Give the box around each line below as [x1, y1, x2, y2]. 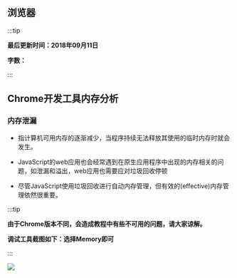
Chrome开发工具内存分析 [7, 93, 119, 105]
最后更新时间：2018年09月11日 [7, 41, 99, 49]
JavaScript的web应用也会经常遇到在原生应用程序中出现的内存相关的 [17, 158, 218, 166]
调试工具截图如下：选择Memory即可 [7, 235, 115, 243]
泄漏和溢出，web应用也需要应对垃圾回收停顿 [36, 166, 168, 175]
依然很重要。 [23, 190, 62, 199]
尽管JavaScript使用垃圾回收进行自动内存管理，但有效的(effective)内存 [17, 181, 223, 190]
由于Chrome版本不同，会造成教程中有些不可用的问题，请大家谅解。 [7, 220, 206, 228]
